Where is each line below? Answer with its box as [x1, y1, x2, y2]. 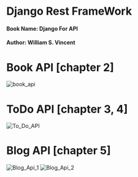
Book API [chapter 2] [6, 60, 115, 74]
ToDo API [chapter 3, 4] [6, 102, 128, 116]
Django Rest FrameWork [6, 4, 132, 18]
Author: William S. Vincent [6, 39, 75, 47]
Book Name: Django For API [6, 24, 79, 32]
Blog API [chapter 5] [6, 144, 112, 157]
